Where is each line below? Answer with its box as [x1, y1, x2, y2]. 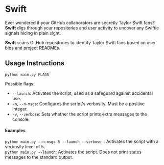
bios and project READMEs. [5, 45, 61, 51]
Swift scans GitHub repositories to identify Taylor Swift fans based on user [5, 39, 156, 45]
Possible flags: [5, 81, 35, 86]
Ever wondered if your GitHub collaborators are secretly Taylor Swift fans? [5, 20, 155, 26]
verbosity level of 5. [5, 143, 45, 149]
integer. [12, 106, 28, 111]
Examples [5, 128, 26, 134]
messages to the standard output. [5, 154, 73, 160]
